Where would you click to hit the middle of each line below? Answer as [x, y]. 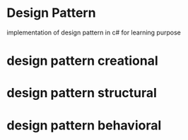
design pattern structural [82, 93]
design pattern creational [82, 61]
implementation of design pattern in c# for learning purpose [94, 32]
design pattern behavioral [84, 125]
